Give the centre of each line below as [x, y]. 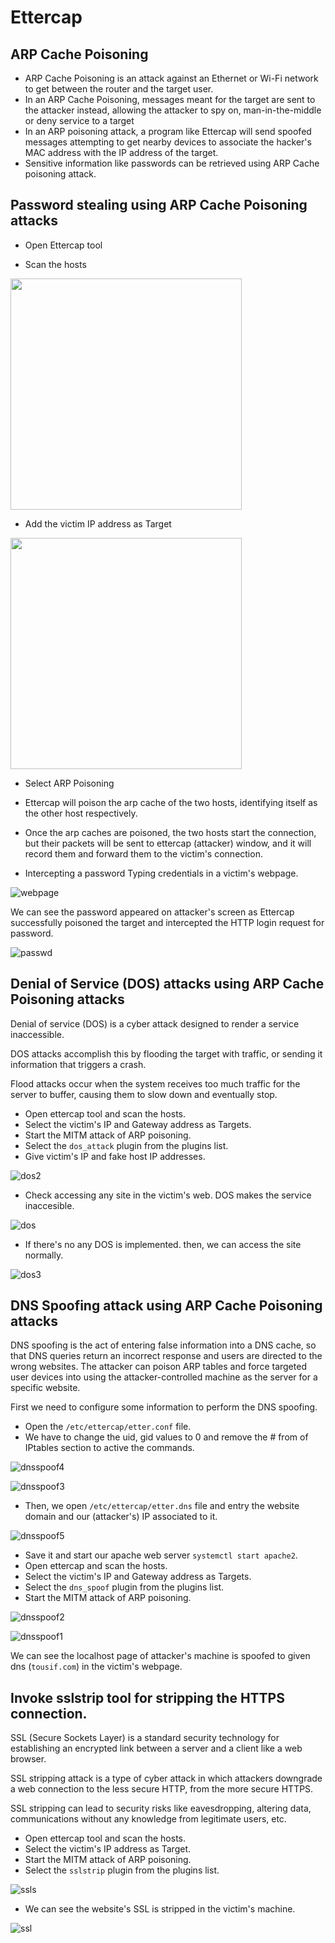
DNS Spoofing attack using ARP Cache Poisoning [166, 1306]
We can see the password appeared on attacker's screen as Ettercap [152, 912]
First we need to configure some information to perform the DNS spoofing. [164, 1407]
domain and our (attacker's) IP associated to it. [121, 1517]
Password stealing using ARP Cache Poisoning [159, 205]
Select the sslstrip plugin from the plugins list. [122, 1870]
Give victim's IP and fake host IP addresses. [115, 1156]
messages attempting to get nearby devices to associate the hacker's [168, 142]
